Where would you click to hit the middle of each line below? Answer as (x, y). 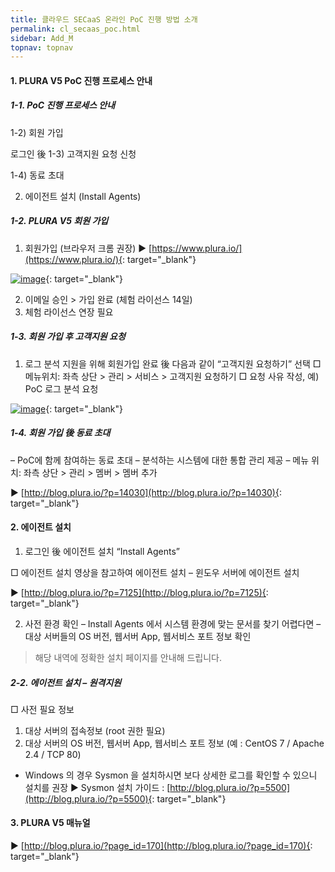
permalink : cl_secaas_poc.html (75, 29)
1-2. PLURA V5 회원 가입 (59, 221)
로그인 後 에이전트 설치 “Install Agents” (102, 551)
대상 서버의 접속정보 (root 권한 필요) (95, 730)
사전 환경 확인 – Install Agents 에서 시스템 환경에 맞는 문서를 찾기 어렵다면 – (173, 623)
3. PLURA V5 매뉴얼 (50, 823)
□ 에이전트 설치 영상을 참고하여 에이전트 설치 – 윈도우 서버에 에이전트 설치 (155, 572)
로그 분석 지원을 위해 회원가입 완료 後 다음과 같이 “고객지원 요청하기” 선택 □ (173, 363)
